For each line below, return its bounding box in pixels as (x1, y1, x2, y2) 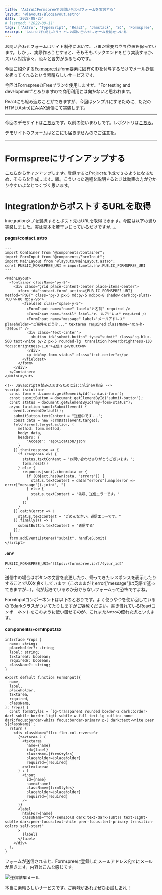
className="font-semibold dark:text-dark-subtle (22, 815, 122, 820)
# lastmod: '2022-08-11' (5, 20, 55, 26)
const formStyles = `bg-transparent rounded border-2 (9, 709, 120, 714)
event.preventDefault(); (13, 408, 64, 413)
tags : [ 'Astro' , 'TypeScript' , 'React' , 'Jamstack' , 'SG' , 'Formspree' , (5, 25, 154, 30)
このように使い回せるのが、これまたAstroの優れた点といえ (34, 609, 151, 615)
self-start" (20, 824, 44, 829)
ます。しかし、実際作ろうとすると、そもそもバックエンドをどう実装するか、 (5, 49, 157, 55)
